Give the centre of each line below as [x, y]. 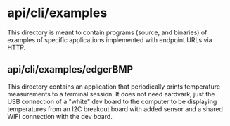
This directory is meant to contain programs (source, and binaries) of [107, 32]
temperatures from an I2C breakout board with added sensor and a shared [115, 109]
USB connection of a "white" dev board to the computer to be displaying [112, 101]
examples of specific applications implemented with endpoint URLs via [110, 39]
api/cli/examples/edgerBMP [70, 69]
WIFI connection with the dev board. [60, 116]
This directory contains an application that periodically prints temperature [114, 87]
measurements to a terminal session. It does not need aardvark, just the [111, 94]
